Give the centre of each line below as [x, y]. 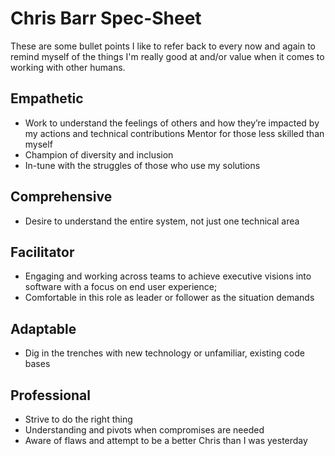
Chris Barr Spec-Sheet [106, 18]
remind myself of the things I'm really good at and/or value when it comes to [167, 56]
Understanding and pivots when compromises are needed [144, 430]
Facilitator [42, 252]
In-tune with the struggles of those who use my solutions [142, 165]
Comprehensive [61, 197]
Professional [50, 395]
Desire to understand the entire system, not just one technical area [162, 221]
